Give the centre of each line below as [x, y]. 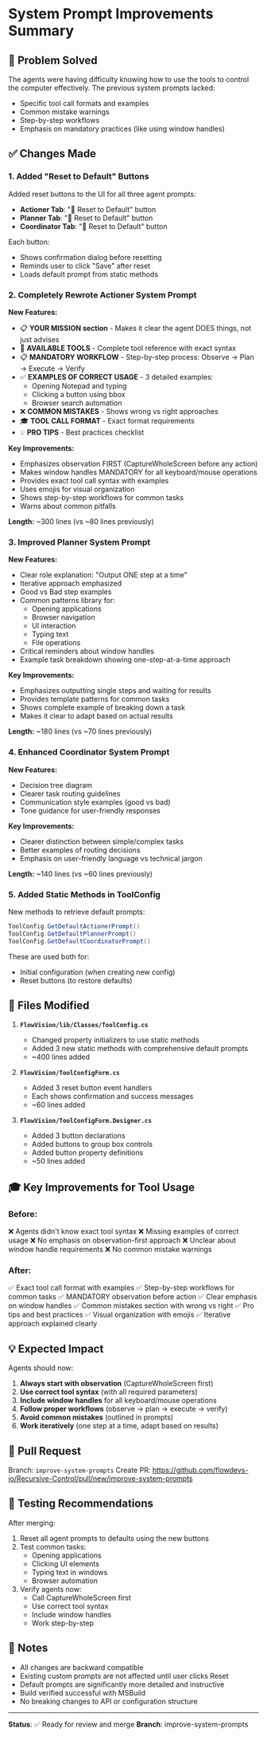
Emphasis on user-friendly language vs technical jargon [111, 858]
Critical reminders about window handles [87, 652]
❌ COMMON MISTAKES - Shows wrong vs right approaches [119, 411]
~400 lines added [60, 1057]
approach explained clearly [53, 1324]
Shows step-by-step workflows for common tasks [102, 497]
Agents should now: [41, 1368]
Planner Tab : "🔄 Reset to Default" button [86, 218]
